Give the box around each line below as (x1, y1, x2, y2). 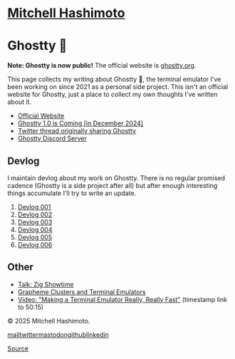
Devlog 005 (17, 233, 53, 241)
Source (7, 344, 28, 353)
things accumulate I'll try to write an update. (7, 189, 137, 197)
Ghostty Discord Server (17, 134, 88, 143)
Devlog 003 (17, 217, 53, 226)
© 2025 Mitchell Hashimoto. (7, 316, 90, 325)
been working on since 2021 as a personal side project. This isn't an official (7, 83, 229, 91)
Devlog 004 (17, 225, 53, 234)
